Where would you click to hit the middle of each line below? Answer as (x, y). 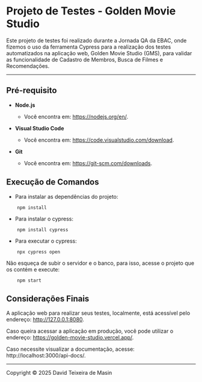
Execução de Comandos (53, 182)
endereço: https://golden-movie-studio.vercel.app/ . (70, 338)
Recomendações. (28, 66)
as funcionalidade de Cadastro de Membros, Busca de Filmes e (85, 59)
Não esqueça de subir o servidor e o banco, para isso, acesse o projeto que (100, 263)
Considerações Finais (48, 299)
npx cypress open (39, 252)
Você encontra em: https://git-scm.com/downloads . (88, 163)
